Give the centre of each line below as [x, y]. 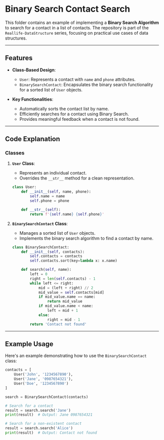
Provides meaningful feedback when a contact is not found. [80, 119]
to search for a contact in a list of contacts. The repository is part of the [77, 27]
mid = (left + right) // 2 [66, 288]
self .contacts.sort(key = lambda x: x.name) [74, 261]
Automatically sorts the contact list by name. [64, 109]
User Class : [23, 164]
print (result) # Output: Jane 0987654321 [49, 415]
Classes [15, 153]
